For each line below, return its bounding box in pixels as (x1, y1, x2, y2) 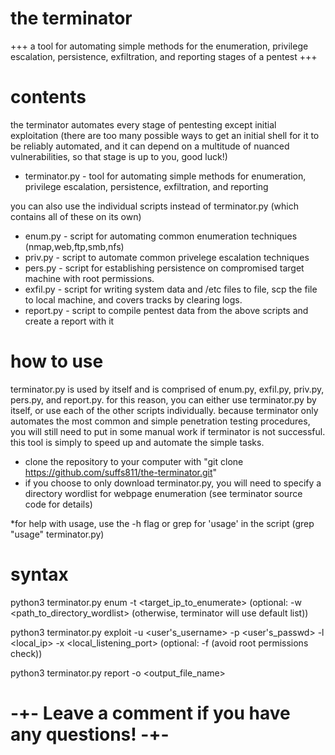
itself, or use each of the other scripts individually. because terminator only (10, 404, 319, 416)
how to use (10, 350, 104, 373)
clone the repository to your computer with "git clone (24, 455, 244, 467)
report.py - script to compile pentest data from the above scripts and (24, 304, 309, 316)
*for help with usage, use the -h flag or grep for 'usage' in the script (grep (10, 517, 315, 529)
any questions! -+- (10, 723, 170, 746)
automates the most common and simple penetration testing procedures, (10, 415, 311, 427)
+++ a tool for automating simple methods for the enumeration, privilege (10, 40, 309, 52)
